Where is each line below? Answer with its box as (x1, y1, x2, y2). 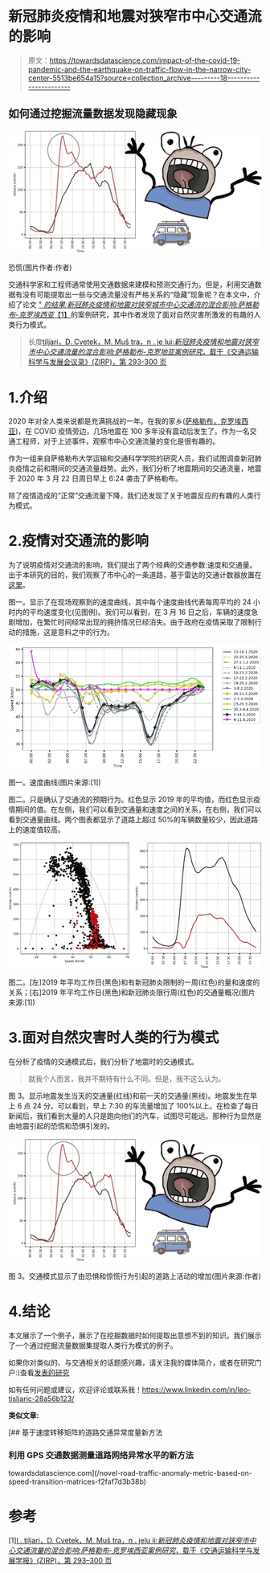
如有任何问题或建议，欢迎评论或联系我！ (8, 1384, 142, 1395)
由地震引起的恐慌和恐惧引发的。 (8, 1121, 114, 1131)
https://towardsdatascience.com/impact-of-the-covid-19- (49, 55, 241, 65)
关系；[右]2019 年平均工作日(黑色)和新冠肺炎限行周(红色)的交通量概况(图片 (8, 988, 256, 997)
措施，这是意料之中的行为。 (22, 628, 114, 637)
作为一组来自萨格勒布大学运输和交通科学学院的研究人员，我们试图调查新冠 (8, 453, 255, 463)
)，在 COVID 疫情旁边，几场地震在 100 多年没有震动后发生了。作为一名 (15, 427, 251, 436)
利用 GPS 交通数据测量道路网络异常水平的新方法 (8, 1449, 194, 1460)
